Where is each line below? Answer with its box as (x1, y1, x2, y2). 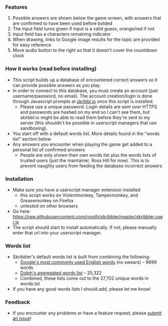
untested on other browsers (20, 203, 78, 209)
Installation (5, 175, 34, 182)
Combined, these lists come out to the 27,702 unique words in (20, 275, 149, 282)
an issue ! (12, 315, 32, 321)
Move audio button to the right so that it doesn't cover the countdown (12, 47, 157, 54)
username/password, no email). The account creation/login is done (12, 92, 152, 99)
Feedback (5, 299, 30, 306)
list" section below (12, 135, 51, 142)
